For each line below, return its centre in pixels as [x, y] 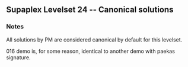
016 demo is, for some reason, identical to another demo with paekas [90, 51]
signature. [18, 57]
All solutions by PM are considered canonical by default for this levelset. [94, 39]
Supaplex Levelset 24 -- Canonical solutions [90, 10]
